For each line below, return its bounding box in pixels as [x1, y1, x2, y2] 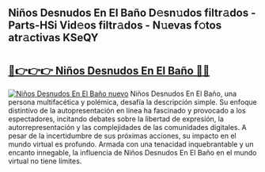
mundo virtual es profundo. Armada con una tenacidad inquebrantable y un [8, 140, 254, 149]
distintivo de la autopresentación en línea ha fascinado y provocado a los [8, 106, 247, 115]
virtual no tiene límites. [8, 156, 82, 166]
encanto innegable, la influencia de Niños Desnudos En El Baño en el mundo [8, 148, 257, 157]
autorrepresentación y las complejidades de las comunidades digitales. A [8, 123, 247, 132]
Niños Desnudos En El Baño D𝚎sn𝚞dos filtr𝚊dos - [8, 6, 256, 20]
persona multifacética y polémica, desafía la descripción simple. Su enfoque [8, 97, 257, 106]
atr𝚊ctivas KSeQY [8, 31, 99, 44]
